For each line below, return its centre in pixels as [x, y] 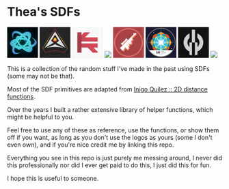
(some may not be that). [41, 76]
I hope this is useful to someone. [53, 178]
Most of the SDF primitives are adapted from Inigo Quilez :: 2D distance [108, 89]
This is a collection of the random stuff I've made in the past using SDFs [108, 68]
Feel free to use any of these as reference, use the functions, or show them [113, 130]
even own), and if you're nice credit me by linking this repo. [91, 145]
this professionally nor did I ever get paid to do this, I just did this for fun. [109, 165]
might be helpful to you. [40, 117]
